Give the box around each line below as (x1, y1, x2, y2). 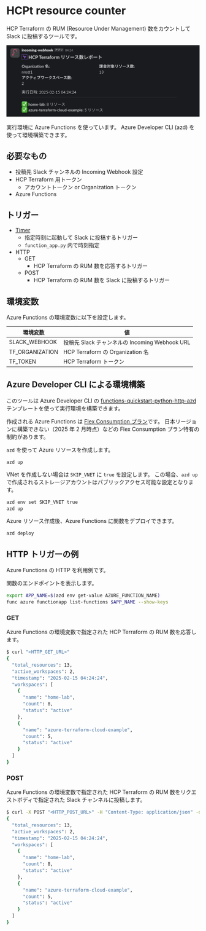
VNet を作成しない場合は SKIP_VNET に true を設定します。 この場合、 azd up (6, 471, 198, 478)
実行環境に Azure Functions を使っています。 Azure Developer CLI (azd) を (6, 124, 195, 131)
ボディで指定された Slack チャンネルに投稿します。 (17, 796, 146, 804)
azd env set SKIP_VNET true (6, 499, 78, 505)
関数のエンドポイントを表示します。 (6, 579, 97, 587)
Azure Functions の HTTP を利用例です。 (6, 567, 109, 574)
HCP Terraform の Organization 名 (63, 348, 149, 356)
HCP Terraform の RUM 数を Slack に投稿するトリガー (33, 277, 170, 284)
